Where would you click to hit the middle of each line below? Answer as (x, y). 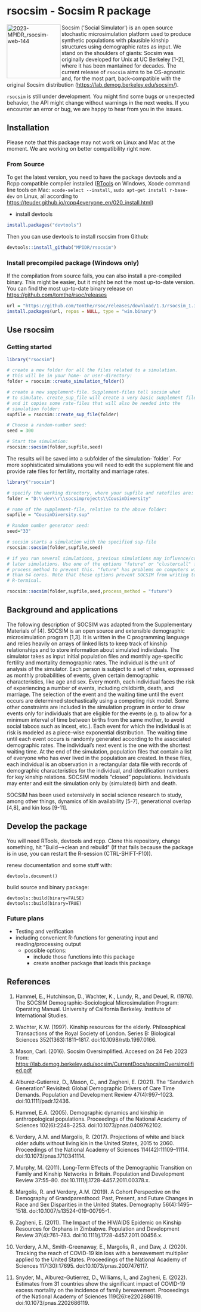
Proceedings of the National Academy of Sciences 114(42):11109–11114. (102, 1149)
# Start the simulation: (38, 442)
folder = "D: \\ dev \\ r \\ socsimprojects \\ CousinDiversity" (79, 498)
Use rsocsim (30, 330)
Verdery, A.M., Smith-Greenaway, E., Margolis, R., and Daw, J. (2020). (101, 1247)
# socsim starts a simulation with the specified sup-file (82, 542)
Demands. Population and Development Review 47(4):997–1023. (95, 1094)
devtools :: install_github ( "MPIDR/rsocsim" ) (62, 247)
